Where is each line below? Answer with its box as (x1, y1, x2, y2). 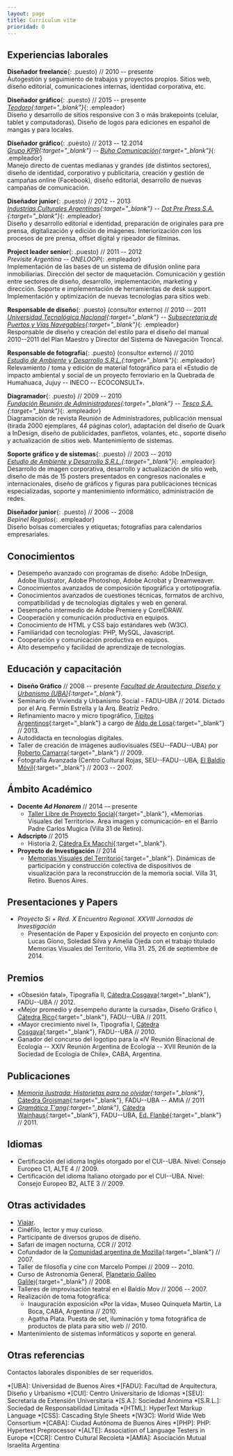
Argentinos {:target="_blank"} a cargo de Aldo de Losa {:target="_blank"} (17, 719, 225, 727)
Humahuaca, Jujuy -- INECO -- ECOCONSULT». (7, 378, 145, 387)
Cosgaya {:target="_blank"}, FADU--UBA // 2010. (17, 1028, 156, 1036)
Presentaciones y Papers (7, 896, 118, 908)
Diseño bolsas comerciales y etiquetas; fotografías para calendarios (7, 523, 202, 531)
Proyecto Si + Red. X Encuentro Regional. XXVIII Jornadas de (17, 915, 193, 923)
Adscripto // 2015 (17, 832, 69, 840)
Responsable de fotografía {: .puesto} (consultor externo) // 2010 (7, 349, 194, 357)
